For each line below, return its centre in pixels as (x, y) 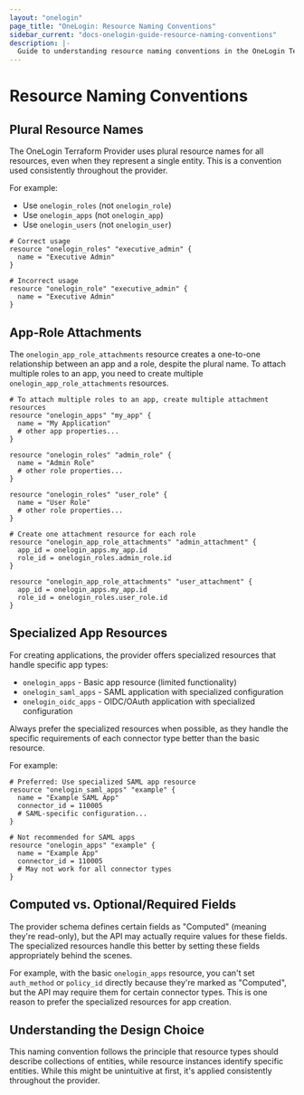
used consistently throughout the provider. (89, 171)
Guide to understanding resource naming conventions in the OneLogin (151, 52)
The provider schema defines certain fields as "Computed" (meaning (138, 926)
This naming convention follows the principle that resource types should (144, 1052)
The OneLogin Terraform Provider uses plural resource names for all (137, 151)
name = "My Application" (64, 423)
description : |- (40, 43)
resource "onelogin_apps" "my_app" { (81, 415)
